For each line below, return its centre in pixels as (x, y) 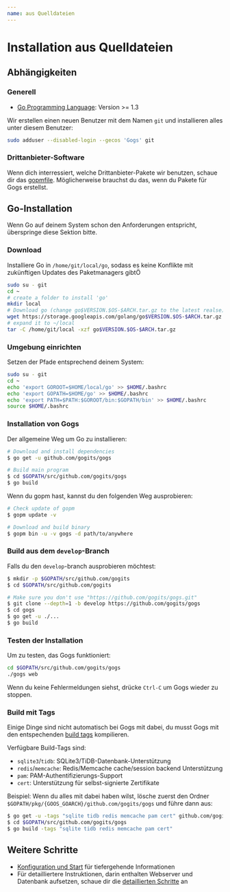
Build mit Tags (31, 712)
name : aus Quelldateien (41, 13)
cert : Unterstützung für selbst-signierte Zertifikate (88, 783)
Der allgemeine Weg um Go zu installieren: (67, 438)
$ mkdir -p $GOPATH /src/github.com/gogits (68, 579)
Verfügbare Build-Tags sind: (47, 748)
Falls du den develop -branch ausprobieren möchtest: (81, 566)
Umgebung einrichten (44, 347)
